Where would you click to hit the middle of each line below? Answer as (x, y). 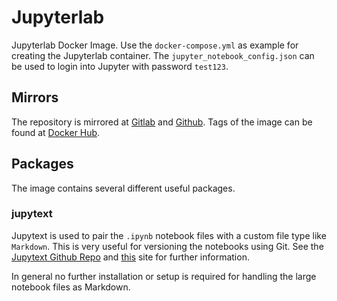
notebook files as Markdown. (71, 287)
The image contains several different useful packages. (123, 188)
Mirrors (35, 97)
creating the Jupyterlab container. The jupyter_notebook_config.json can (163, 55)
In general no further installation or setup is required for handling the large (164, 276)
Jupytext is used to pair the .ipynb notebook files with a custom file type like (169, 235)
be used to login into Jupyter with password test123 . (120, 66)
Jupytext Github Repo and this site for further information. (130, 257)
